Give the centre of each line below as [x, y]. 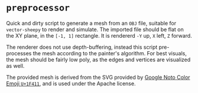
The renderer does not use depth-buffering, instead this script [82, 47]
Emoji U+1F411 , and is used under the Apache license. [71, 83]
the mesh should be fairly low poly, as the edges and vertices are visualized [98, 59]
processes [19, 53]
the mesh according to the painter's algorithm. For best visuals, [110, 53]
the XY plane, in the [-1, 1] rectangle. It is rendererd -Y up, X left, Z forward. [99, 35]
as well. [15, 66]
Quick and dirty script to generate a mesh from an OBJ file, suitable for [91, 23]
